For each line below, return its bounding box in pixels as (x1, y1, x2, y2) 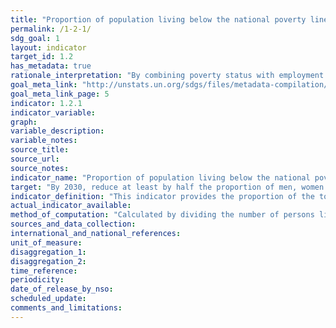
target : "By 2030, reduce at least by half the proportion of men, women (10, 182, 325, 192)
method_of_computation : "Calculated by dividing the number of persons (10, 210, 315, 220)
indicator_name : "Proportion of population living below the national (10, 172, 311, 183)
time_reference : (10, 266, 78, 276)
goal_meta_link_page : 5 (10, 89, 110, 99)
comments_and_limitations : (10, 303, 123, 313)
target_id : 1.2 (10, 52, 74, 62)
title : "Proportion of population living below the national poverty (10, 14, 307, 25)
